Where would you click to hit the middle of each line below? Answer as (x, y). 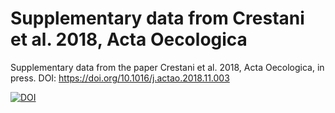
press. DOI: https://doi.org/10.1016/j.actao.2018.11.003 (120, 78)
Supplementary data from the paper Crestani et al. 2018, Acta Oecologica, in (167, 67)
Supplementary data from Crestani (157, 18)
